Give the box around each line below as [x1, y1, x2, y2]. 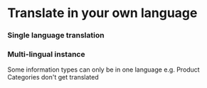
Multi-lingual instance [7, 50, 85, 60]
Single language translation [7, 31, 105, 40]
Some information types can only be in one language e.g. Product [7, 65, 201, 74]
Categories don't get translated [7, 73, 99, 82]
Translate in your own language [7, 5, 198, 21]
